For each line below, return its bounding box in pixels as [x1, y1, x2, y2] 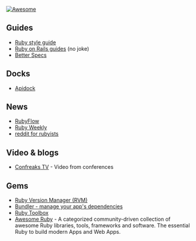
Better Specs [14, 51, 47, 58]
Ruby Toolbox [14, 209, 49, 217]
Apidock [14, 84, 36, 92]
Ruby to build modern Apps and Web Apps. [14, 228, 121, 236]
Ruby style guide [14, 39, 56, 46]
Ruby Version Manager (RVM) [14, 197, 88, 204]
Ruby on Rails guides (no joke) [14, 45, 90, 52]
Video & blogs [6, 147, 59, 157]
